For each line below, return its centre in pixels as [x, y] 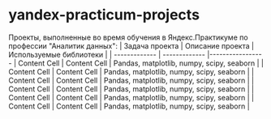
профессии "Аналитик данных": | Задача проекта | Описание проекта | [131, 45]
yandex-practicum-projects [104, 15]
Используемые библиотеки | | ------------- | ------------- [107, 54]
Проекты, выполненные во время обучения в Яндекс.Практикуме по [129, 37]
